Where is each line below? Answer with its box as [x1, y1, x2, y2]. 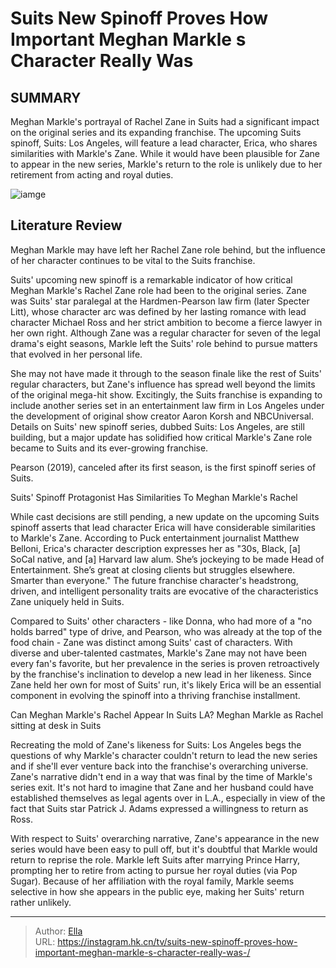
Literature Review [10, 217, 123, 234]
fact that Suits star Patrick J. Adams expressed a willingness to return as [10, 802, 309, 814]
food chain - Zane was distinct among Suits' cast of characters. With [10, 636, 293, 648]
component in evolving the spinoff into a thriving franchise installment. [10, 689, 301, 701]
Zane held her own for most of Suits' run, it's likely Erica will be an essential [10, 678, 322, 691]
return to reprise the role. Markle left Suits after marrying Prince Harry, [10, 853, 301, 866]
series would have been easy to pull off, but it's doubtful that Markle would [10, 843, 318, 855]
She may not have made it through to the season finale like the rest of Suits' [10, 367, 322, 379]
